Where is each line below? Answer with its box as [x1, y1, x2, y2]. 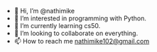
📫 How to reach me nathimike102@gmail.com [13, 37, 150, 45]
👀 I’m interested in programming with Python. [13, 14, 147, 22]
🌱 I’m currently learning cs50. [13, 22, 101, 30]
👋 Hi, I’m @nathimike [13, 7, 75, 15]
